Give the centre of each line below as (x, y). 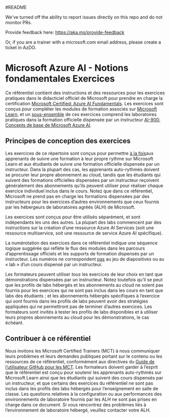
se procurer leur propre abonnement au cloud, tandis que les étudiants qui (83, 175)
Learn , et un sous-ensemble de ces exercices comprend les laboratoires (81, 114)
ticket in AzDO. (21, 47)
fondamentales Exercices (60, 79)
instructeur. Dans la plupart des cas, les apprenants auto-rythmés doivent (82, 169)
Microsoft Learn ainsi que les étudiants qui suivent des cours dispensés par (84, 377)
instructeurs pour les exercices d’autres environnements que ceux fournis (82, 202)
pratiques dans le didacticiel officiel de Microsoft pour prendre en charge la (84, 98)
